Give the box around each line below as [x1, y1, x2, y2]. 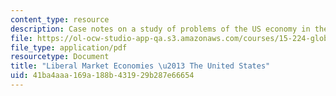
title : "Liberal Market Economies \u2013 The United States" [10, 61, 271, 71]
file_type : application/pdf [10, 42, 128, 53]
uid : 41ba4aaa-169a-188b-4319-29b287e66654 [10, 71, 195, 81]
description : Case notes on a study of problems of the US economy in [10, 24, 311, 34]
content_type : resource [10, 14, 110, 25]
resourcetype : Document [10, 52, 110, 62]
